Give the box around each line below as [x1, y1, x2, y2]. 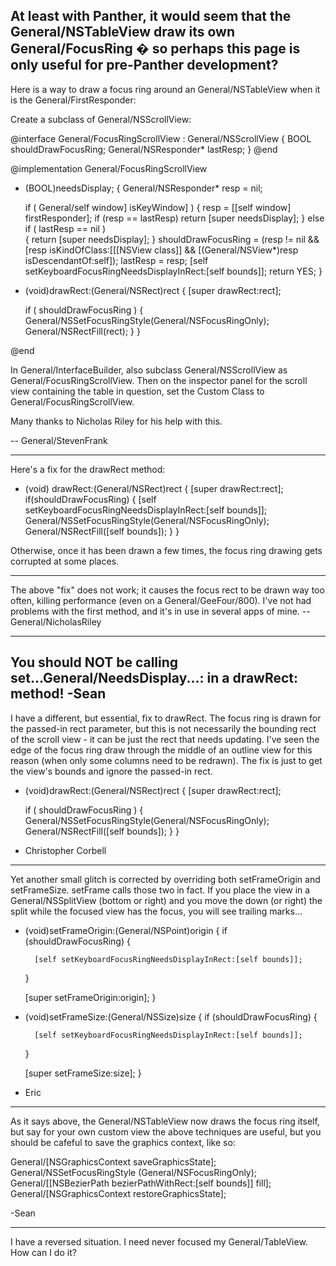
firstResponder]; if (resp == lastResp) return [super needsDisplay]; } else [24, 212, 325, 224]
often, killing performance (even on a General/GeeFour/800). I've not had [10, 594, 312, 606]
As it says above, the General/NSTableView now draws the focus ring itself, [10, 1115, 320, 1127]
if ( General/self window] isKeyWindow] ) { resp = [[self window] [24, 201, 292, 213]
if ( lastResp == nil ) [24, 222, 106, 234]
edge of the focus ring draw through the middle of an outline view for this [10, 744, 313, 756]
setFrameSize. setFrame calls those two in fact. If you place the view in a [10, 884, 311, 896]
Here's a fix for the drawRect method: [10, 463, 166, 475]
